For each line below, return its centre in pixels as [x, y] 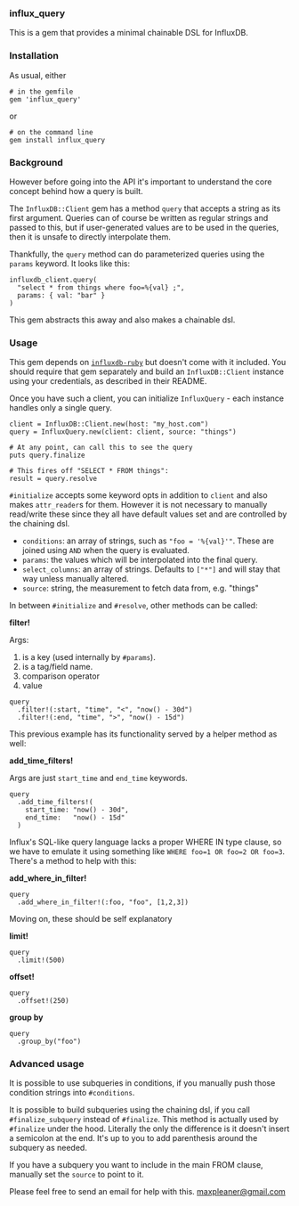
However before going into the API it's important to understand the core [141, 182]
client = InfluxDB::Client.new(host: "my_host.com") [109, 424]
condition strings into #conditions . [72, 1093]
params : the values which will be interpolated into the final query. [140, 560]
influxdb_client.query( [53, 280]
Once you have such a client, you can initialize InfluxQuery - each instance [147, 398]
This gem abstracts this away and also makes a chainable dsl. [122, 320]
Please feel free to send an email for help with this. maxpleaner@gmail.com [148, 1192]
